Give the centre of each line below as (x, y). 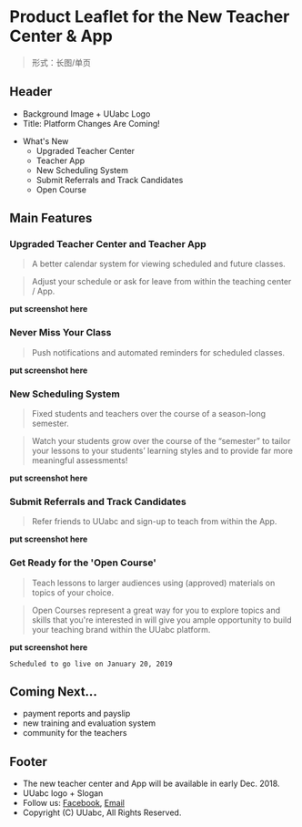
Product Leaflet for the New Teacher (150, 17)
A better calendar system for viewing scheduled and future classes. (159, 264)
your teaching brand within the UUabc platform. (121, 629)
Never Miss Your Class (60, 333)
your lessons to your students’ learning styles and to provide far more (162, 451)
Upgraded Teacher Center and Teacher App (108, 244)
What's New (45, 141)
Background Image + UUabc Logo (86, 114)
